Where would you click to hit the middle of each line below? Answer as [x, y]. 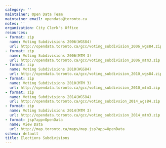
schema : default [22, 134]
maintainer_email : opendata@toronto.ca [46, 19]
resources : [16, 33]
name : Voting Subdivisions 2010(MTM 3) [51, 83]
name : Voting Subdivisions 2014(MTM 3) [51, 111]
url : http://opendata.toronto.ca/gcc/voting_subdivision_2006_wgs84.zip [86, 46]
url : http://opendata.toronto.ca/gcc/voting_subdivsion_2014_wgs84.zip [85, 102]
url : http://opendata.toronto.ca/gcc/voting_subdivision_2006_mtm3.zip [85, 60]
